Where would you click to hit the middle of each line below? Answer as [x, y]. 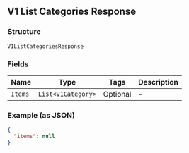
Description [158, 82]
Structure [24, 32]
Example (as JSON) [41, 115]
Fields [18, 64]
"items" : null [34, 137]
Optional [117, 94]
